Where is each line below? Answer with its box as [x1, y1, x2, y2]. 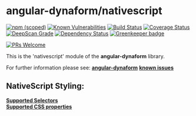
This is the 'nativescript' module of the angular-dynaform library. [6, 52, 165, 59]
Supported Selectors [6, 97, 58, 104]
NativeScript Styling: [6, 81, 84, 91]
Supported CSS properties [6, 103, 72, 110]
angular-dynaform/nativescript [6, 4, 163, 18]
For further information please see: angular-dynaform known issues [6, 64, 174, 71]
